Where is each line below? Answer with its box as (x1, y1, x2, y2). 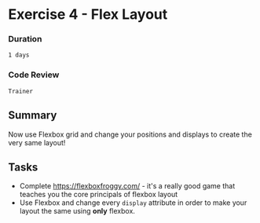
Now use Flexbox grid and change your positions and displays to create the (8, 130, 253, 139)
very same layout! (8, 137, 66, 147)
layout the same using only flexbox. (19, 207, 136, 216)
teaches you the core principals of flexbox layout (19, 190, 178, 199)
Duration (8, 34, 42, 45)
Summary (8, 108, 57, 122)
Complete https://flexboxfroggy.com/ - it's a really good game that (19, 181, 236, 191)
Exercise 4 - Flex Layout (8, 5, 168, 24)
